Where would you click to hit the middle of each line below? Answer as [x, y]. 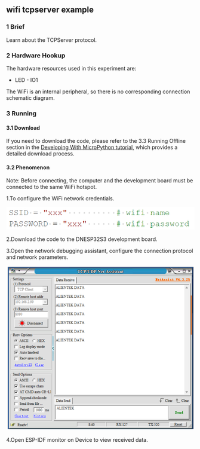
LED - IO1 [26, 80]
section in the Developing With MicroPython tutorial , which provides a [92, 147]
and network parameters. [37, 257]
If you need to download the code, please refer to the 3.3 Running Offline [96, 141]
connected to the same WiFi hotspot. [52, 187]
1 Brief [16, 27]
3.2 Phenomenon [28, 167]
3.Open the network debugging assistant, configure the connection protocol [100, 251]
